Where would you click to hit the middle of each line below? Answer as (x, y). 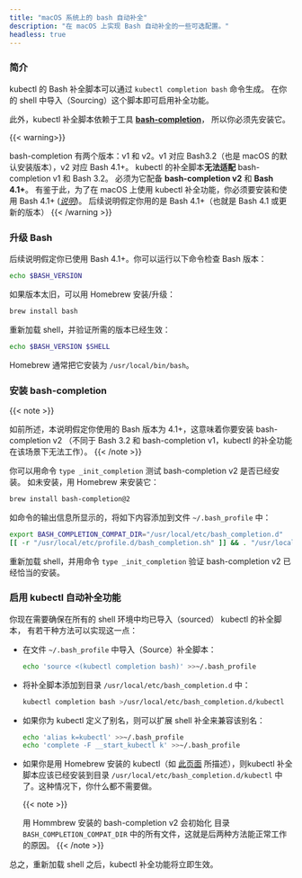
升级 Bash (31, 237)
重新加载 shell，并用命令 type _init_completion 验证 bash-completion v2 (145, 561)
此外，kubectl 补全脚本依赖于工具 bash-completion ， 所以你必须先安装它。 (150, 119)
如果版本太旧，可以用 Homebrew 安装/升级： (93, 294)
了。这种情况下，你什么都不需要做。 (89, 786)
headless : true (38, 34)
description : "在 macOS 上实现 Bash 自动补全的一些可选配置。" (119, 26)
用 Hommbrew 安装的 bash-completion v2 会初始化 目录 (126, 823)
